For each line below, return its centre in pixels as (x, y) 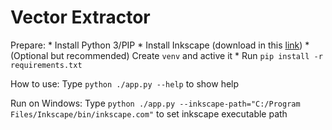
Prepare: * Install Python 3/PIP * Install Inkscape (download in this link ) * (160, 45)
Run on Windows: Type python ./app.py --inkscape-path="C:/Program (155, 103)
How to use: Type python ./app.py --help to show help (125, 83)
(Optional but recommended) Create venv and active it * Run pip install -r (166, 55)
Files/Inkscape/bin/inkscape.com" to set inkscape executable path (149, 113)
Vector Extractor (80, 17)
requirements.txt (46, 65)
